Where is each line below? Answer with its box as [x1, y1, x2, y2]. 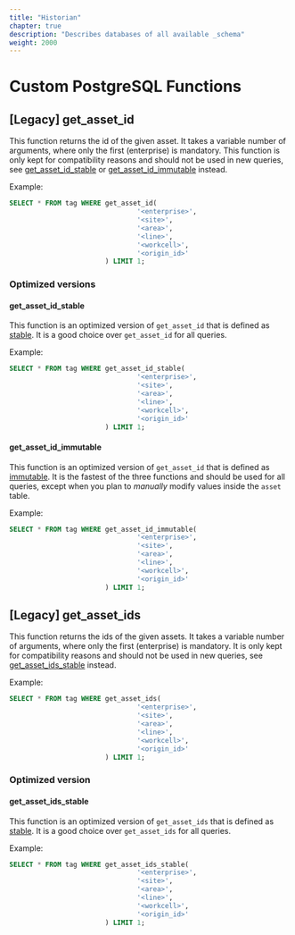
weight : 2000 [9, 38, 58, 47]
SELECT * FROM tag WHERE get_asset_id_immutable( [9, 525, 198, 534]
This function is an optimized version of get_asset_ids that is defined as [9, 815, 275, 827]
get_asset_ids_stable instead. [9, 660, 117, 670]
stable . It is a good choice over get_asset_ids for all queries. [9, 825, 232, 836]
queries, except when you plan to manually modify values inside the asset [9, 480, 282, 492]
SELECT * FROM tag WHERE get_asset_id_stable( [9, 364, 185, 374]
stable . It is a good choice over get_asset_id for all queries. [9, 330, 227, 341]
